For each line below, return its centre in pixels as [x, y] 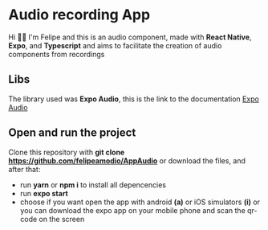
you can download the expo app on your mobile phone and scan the [133, 210]
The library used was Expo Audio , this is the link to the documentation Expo [134, 99]
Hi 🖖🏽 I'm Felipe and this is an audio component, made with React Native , [130, 37]
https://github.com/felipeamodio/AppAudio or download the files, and [127, 160]
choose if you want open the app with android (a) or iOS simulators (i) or [140, 202]
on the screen [62, 219]
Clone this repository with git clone [67, 152]
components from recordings [57, 54]
